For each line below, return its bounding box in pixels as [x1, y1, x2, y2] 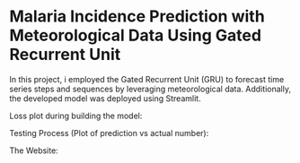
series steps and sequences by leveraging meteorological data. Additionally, [9, 83, 292, 94]
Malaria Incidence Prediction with [9, 6, 265, 27]
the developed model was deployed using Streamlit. [9, 92, 201, 104]
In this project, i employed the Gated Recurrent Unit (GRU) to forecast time [9, 73, 285, 84]
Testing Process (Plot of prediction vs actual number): [9, 127, 209, 138]
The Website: [9, 145, 58, 156]
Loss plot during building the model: [9, 110, 143, 121]
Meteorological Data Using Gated [9, 25, 262, 46]
